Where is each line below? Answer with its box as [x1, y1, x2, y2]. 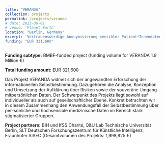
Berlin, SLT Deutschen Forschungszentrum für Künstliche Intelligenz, [5, 127, 144, 133]
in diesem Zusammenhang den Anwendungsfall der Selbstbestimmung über [5, 102, 159, 108]
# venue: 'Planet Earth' [5, 25, 56, 30]
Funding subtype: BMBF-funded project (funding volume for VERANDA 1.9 [5, 52, 157, 58]
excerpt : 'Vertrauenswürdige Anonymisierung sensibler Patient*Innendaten [5, 35, 162, 40]
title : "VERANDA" [5, 7, 41, 12]
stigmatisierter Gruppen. [5, 113, 55, 119]
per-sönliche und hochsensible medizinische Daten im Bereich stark [5, 107, 143, 113]
